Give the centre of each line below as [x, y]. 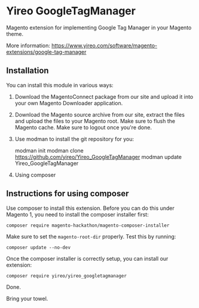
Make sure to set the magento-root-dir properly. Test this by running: [91, 236]
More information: [28, 45]
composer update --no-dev [38, 247]
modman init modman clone [49, 150]
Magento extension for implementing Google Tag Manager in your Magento [99, 28]
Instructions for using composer [68, 193]
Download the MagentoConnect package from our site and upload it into [104, 96]
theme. [15, 33]
